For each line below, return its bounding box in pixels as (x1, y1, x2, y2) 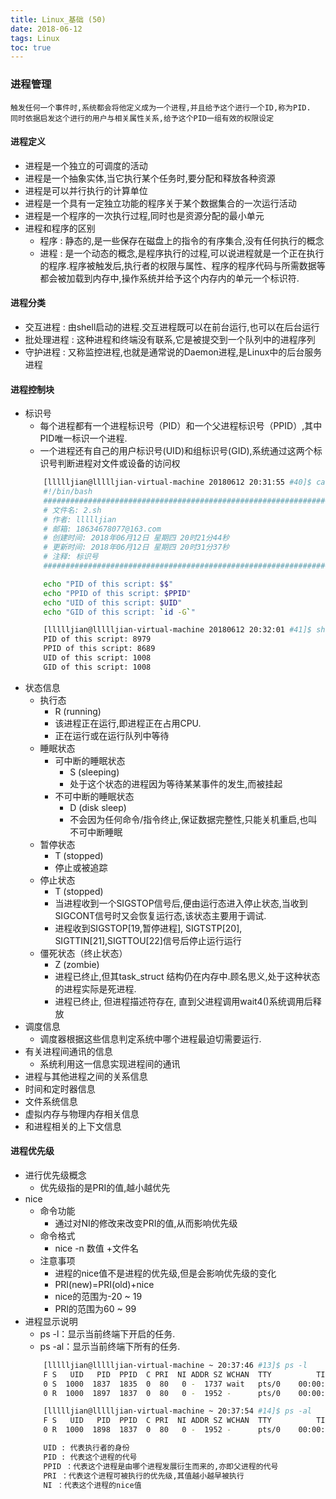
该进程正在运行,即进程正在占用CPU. (54, 717, 202, 729)
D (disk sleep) (69, 801, 127, 813)
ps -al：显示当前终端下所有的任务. (39, 1340, 181, 1352)
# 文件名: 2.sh (43, 505, 102, 515)
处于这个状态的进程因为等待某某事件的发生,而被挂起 (69, 777, 283, 790)
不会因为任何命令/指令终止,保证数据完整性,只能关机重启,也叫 (69, 813, 318, 825)
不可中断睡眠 (69, 826, 123, 838)
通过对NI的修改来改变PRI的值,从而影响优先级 (54, 1217, 238, 1229)
